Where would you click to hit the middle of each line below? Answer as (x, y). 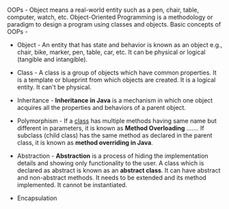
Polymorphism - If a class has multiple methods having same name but (117, 121)
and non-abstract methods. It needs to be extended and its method (111, 178)
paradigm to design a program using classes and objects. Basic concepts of (114, 24)
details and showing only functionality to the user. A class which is (110, 163)
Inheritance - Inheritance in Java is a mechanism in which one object (115, 100)
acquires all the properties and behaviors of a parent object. (102, 108)
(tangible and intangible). (52, 59)
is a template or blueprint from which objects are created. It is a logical (116, 80)
